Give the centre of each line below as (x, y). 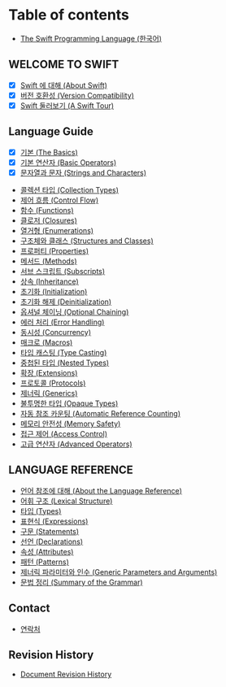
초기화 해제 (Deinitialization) (66, 302)
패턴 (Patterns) (44, 562)
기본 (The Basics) (49, 152)
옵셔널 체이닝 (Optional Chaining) (74, 311)
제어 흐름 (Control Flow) (59, 200)
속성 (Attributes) (47, 551)
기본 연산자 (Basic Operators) (68, 162)
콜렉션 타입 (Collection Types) (70, 189)
